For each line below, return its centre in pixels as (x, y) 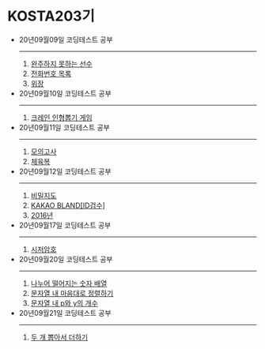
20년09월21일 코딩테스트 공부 (65, 313)
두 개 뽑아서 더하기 (59, 337)
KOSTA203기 (51, 16)
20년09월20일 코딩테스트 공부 (66, 259)
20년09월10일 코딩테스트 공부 (65, 93)
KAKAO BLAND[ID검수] (68, 205)
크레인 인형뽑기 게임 (61, 117)
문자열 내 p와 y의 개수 (64, 303)
